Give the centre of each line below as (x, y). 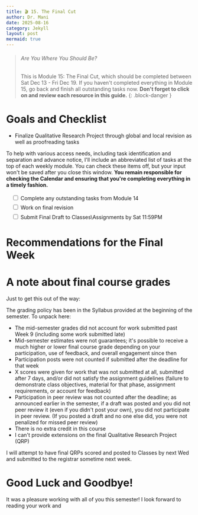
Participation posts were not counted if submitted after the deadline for (101, 359)
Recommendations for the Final (85, 242)
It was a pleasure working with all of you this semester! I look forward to (94, 499)
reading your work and (34, 506)
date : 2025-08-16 (27, 23)
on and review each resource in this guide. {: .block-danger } (96, 95)
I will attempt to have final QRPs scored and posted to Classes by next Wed (98, 452)
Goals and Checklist (56, 119)
